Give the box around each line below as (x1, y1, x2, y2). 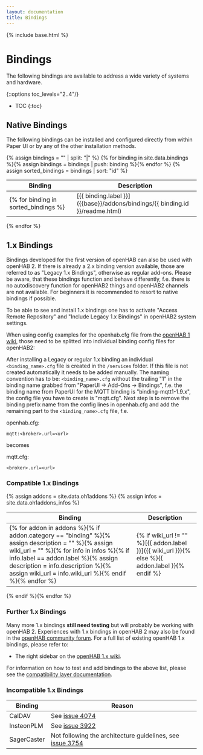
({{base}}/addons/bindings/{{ (76, 200, 159, 208)
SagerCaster (9, 735, 45, 743)
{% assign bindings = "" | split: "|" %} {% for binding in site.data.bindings (6, 154, 188, 161)
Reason (111, 701, 134, 710)
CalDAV (9, 711, 31, 720)
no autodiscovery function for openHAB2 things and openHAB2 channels (6, 282, 188, 289)
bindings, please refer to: (6, 640, 69, 648)
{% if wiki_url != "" (136, 531, 188, 540)
